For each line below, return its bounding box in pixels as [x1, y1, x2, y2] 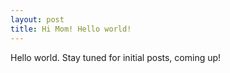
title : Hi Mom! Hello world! [10, 24, 132, 34]
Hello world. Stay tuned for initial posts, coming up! [10, 51, 222, 63]
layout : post [10, 14, 65, 25]
